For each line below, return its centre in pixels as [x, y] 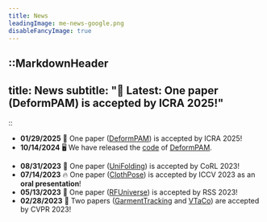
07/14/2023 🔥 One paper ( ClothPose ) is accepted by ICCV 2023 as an [138, 175]
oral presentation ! [51, 183]
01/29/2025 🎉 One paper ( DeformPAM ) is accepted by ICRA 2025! [131, 138]
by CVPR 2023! [46, 209]
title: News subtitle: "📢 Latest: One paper [114, 90]
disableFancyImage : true [50, 31]
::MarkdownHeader [58, 63]
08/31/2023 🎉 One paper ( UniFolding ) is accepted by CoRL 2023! [130, 166]
